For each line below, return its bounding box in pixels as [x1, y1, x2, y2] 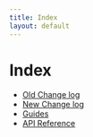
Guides [21, 108, 49, 119]
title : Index [9, 13, 58, 22]
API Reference [21, 118, 76, 129]
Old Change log [21, 90, 80, 100]
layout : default [9, 21, 70, 30]
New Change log [21, 99, 85, 110]
